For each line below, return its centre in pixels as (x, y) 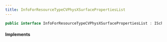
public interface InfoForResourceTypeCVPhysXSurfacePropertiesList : (79, 23)
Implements (18, 35)
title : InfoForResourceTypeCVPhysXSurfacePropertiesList (65, 10)
